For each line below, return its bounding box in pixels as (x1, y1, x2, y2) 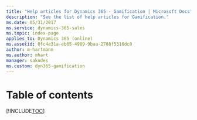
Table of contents (6, 88, 94, 101)
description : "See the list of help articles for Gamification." (6, 14, 169, 20)
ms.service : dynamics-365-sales (6, 25, 85, 31)
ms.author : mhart (6, 52, 49, 58)
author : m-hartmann (6, 47, 54, 53)
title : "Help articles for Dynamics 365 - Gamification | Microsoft (6, 8, 177, 15)
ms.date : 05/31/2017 (6, 19, 57, 25)
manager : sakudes (6, 57, 49, 63)
